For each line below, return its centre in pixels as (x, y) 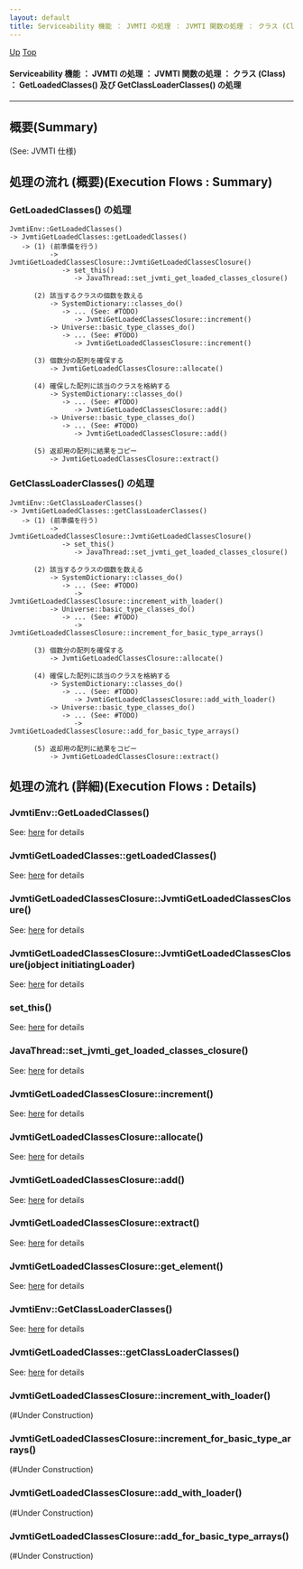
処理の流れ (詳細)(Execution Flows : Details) (133, 786)
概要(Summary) (54, 127)
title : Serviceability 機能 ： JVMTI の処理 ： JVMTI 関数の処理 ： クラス (144, 26)
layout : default (40, 18)
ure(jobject (34, 964)
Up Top (23, 52)
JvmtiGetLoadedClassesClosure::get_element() (116, 1266)
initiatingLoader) (98, 964)
